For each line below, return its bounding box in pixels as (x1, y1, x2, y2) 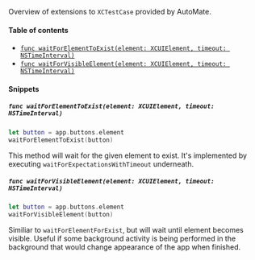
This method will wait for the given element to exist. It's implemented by (8, 151, 248, 160)
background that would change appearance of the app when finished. (8, 242, 240, 252)
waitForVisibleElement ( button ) (8, 211, 114, 219)
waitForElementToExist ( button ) (8, 136, 114, 144)
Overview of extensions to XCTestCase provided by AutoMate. (8, 7, 212, 16)
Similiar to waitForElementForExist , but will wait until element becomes (8, 225, 245, 235)
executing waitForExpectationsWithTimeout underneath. (8, 159, 194, 168)
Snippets (8, 84, 40, 93)
